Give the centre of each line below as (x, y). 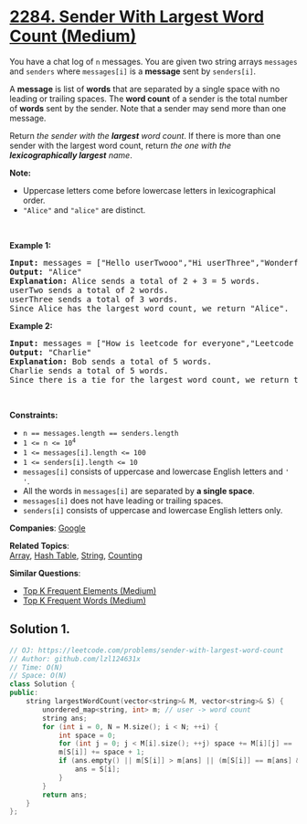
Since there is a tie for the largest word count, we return (149, 380)
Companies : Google (48, 528)
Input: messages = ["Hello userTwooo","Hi (106, 263)
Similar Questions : (45, 573)
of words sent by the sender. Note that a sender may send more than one (148, 108)
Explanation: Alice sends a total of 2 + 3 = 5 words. (135, 281)
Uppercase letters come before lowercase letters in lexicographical (149, 190)
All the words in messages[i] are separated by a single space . (139, 491)
